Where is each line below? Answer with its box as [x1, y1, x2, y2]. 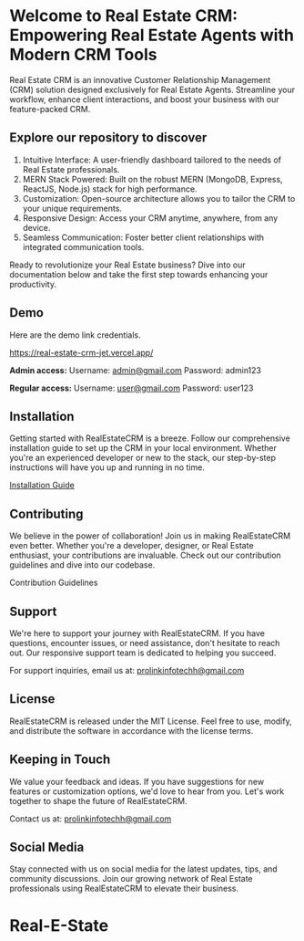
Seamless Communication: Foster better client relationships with [22, 232, 265, 243]
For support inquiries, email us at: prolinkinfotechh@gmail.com [9, 665, 245, 675]
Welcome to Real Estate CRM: [9, 5, 238, 26]
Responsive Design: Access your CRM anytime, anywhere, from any [22, 212, 279, 224]
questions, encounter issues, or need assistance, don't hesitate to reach [9, 638, 280, 648]
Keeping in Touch [9, 752, 111, 768]
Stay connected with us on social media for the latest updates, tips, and [9, 863, 278, 874]
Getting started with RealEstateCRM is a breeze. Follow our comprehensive [9, 433, 291, 444]
